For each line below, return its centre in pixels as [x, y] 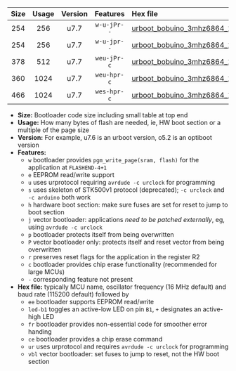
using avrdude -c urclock [65, 227]
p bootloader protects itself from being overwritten [101, 234]
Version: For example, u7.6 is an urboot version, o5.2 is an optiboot [115, 137]
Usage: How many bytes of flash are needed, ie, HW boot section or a [119, 123]
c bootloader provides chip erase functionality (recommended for [123, 264]
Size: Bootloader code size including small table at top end [103, 115]
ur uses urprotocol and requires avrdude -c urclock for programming [128, 346]
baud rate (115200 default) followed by [73, 294]
